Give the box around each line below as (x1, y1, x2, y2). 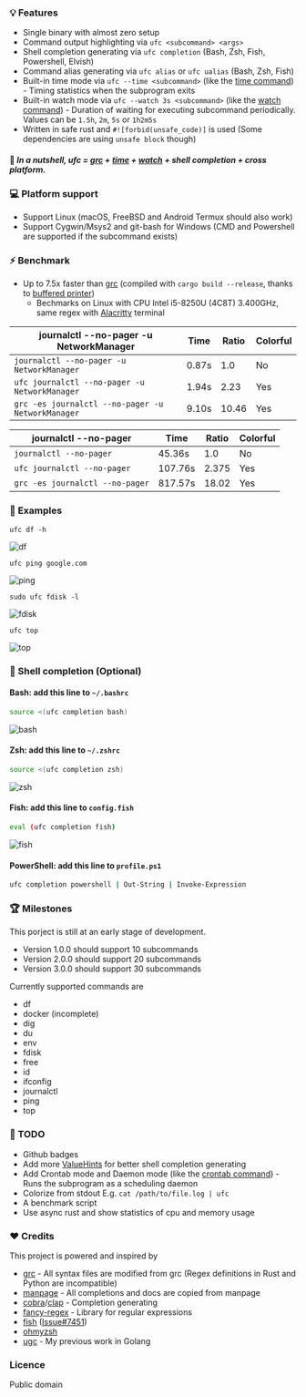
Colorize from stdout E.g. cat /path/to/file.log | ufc (22, 1187, 229, 1198)
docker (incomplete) (22, 1009, 99, 1020)
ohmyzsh (22, 1326, 57, 1337)
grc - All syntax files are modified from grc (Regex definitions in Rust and (22, 1268, 296, 1279)
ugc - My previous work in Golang (22, 1335, 151, 1346)
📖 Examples (9, 504, 63, 517)
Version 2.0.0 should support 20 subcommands (22, 954, 202, 965)
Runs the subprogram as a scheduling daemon (22, 1177, 199, 1188)
